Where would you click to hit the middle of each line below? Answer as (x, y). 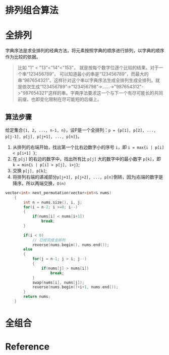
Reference (27, 347)
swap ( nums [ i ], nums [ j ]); (58, 282)
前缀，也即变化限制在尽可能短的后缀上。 (60, 99)
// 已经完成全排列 (49, 240)
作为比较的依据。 (23, 57)
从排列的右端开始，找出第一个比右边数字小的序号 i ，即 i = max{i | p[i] (88, 147)
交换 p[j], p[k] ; (30, 170)
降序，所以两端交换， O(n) (39, 183)
